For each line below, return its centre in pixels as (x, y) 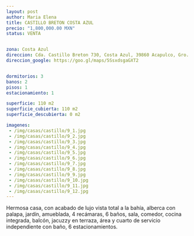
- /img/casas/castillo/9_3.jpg (47, 142)
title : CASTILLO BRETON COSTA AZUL (50, 22)
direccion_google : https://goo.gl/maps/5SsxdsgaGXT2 (72, 60)
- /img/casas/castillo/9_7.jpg (47, 164)
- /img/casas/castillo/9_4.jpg (47, 147)
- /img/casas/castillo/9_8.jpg (47, 169)
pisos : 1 (17, 87)
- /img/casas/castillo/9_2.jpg (47, 136)
